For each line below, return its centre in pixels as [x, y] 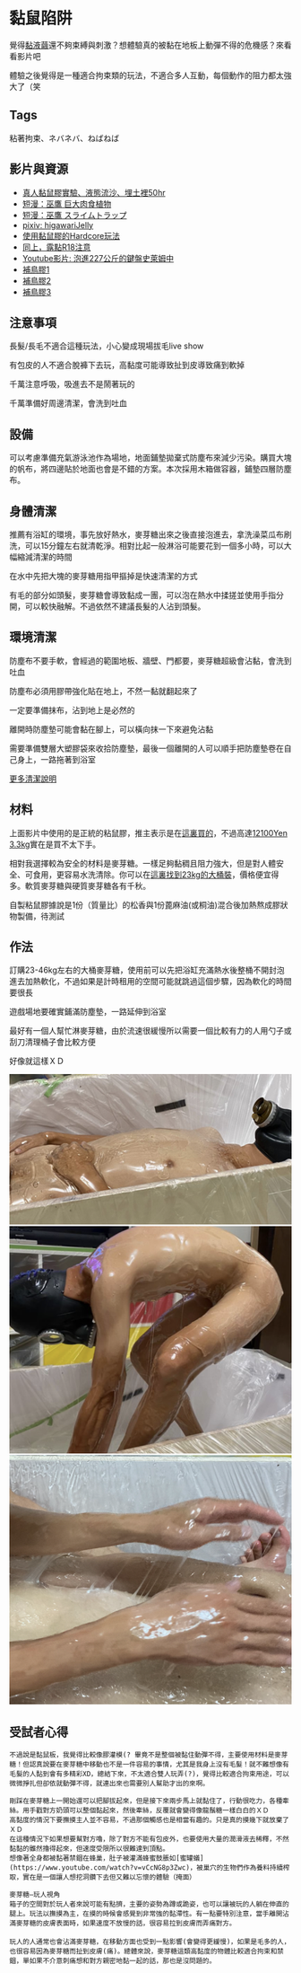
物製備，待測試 [37, 916]
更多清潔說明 [33, 779]
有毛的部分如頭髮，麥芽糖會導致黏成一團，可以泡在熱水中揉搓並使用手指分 [146, 595]
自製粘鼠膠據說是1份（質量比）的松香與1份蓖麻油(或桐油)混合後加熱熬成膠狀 [149, 904]
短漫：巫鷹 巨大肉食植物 [67, 204]
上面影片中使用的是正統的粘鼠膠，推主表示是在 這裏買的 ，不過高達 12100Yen [149, 832]
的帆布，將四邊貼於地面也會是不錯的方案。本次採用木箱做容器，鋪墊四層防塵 [150, 469]
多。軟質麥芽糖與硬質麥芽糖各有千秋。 [80, 885]
